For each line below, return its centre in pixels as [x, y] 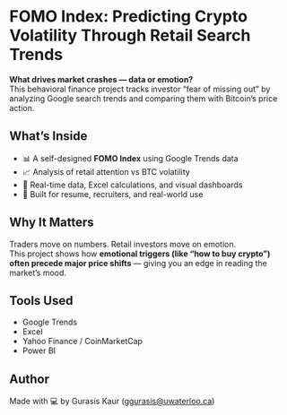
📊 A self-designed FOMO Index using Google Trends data [130, 158]
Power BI [39, 350]
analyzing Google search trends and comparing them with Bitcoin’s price [143, 98]
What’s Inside [48, 136]
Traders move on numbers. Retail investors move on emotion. [122, 244]
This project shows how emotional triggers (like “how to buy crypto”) [140, 254]
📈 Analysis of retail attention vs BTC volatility [106, 171]
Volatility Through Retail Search [130, 35]
